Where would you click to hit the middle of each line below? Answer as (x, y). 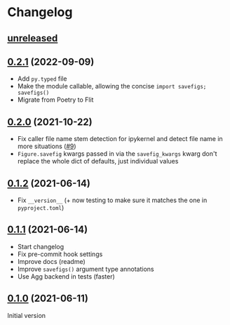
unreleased (33, 38)
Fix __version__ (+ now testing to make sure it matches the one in (112, 200)
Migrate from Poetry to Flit (55, 100)
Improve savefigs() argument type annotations (86, 269)
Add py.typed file (42, 79)
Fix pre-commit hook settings (60, 254)
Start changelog (41, 246)
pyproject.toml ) (41, 208)
